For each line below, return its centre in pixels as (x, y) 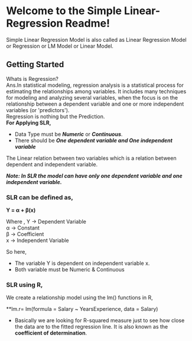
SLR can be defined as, (40, 197)
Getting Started (35, 65)
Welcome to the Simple (64, 11)
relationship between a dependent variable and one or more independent (95, 104)
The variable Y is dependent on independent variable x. (82, 263)
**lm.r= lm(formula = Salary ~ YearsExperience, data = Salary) (82, 309)
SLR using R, (25, 284)
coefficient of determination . (51, 333)
